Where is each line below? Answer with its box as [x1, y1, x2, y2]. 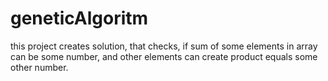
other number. [10, 61, 69, 73]
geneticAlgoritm [10, 7, 149, 30]
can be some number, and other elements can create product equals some [10, 50, 318, 62]
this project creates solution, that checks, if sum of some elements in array [10, 40, 318, 52]
